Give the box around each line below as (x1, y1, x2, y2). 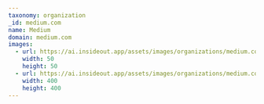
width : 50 (22, 56, 55, 63)
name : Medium (8, 26, 51, 34)
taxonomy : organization (8, 11, 86, 20)
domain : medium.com (8, 33, 72, 41)
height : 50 (22, 63, 58, 70)
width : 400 (22, 77, 58, 84)
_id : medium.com (8, 19, 61, 27)
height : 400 (22, 84, 61, 92)
